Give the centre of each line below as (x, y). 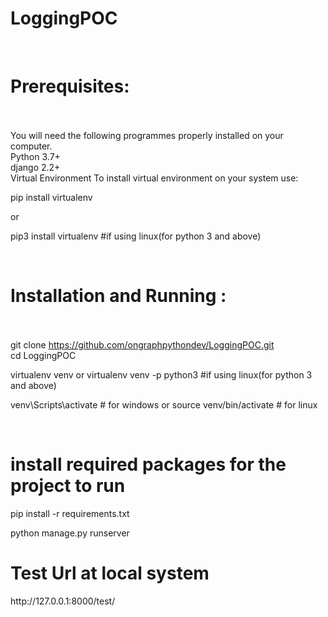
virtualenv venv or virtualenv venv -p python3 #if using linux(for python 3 (161, 374)
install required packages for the (148, 464)
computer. (31, 146)
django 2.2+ (35, 167)
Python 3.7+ (35, 156)
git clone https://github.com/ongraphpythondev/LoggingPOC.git (142, 344)
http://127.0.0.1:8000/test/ (63, 601)
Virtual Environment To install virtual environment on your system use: (154, 178)
